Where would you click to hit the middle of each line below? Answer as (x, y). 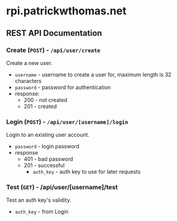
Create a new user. (29, 63)
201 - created (40, 106)
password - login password (47, 146)
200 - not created (45, 100)
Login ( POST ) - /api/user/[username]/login (67, 122)
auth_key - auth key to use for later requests (87, 172)
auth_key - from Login (41, 212)
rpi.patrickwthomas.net (66, 11)
